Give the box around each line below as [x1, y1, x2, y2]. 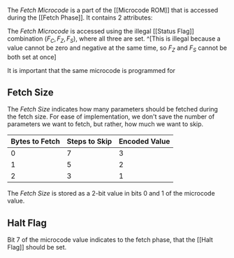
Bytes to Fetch [10, 137, 61, 147]
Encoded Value [118, 137, 170, 147]
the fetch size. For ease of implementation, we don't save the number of [7, 112, 215, 121]
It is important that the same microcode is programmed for [7, 66, 176, 74]
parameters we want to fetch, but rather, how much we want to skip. [7, 120, 204, 128]
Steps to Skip [66, 137, 112, 147]
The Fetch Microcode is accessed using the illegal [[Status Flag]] [7, 27, 194, 35]
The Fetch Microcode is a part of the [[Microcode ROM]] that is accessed [7, 6, 219, 14]
